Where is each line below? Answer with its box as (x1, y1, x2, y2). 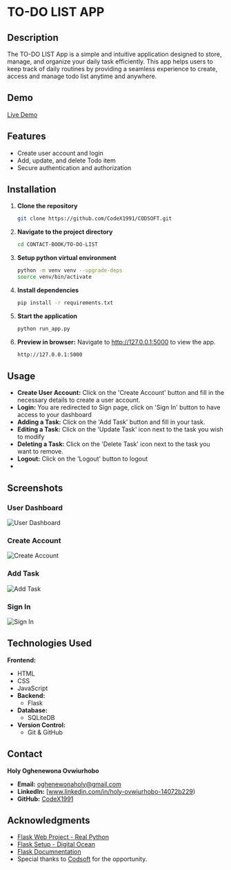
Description (7, 32, 59, 44)
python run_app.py (17, 325, 70, 332)
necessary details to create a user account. (17, 396, 141, 405)
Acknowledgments (7, 814, 91, 826)
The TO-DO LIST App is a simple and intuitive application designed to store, (7, 50, 222, 58)
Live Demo (7, 110, 38, 118)
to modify (17, 433, 45, 441)
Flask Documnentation (17, 848, 81, 856)
